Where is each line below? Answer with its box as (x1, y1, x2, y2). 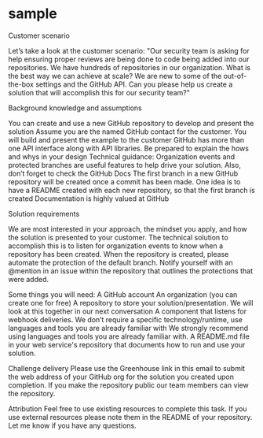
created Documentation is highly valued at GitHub (8, 194, 170, 203)
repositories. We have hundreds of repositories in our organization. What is (8, 62, 251, 72)
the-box (8, 80, 34, 89)
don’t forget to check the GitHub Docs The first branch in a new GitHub (8, 169, 239, 178)
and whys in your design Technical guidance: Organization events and (8, 151, 236, 161)
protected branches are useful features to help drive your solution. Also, (8, 160, 241, 169)
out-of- (223, 71, 247, 80)
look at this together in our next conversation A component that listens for (8, 306, 247, 316)
